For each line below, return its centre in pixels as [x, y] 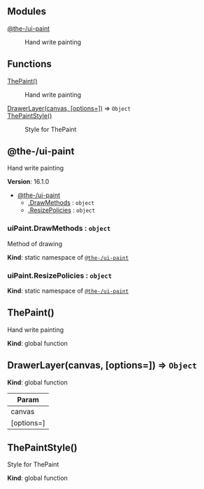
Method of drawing [35, 243]
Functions [30, 64]
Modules [27, 12]
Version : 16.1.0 [28, 182]
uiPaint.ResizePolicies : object [60, 275]
